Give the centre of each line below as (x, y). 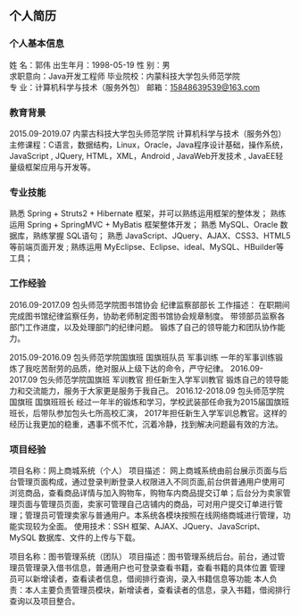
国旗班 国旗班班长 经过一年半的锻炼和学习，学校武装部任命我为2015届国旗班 (150, 402)
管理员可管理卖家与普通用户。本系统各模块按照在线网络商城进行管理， (154, 515)
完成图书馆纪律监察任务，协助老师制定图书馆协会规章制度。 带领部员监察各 (147, 316)
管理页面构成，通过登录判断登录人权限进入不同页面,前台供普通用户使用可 (151, 481)
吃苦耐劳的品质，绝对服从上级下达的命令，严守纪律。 (130, 368)
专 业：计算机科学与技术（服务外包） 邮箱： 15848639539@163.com (135, 87)
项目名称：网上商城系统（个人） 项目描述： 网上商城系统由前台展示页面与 (144, 470)
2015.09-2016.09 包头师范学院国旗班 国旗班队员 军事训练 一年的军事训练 (142, 357)
